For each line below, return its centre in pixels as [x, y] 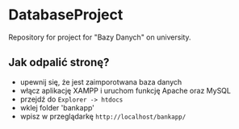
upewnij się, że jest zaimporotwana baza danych [101, 81]
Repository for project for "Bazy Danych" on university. [100, 37]
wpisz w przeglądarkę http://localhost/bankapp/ [103, 116]
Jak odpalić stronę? [59, 62]
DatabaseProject [66, 15]
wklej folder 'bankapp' [57, 107]
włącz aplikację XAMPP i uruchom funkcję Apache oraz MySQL [126, 90]
